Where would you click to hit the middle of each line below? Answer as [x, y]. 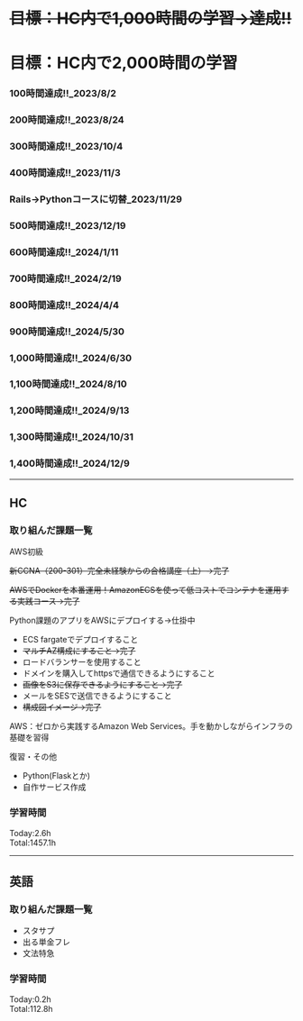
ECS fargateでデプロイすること [80, 640]
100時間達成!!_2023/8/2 [63, 94]
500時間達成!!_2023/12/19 [68, 225]
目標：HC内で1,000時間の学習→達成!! [151, 18]
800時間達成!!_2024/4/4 [64, 305]
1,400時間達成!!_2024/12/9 [70, 463]
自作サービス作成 [54, 787]
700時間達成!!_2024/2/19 [65, 278]
